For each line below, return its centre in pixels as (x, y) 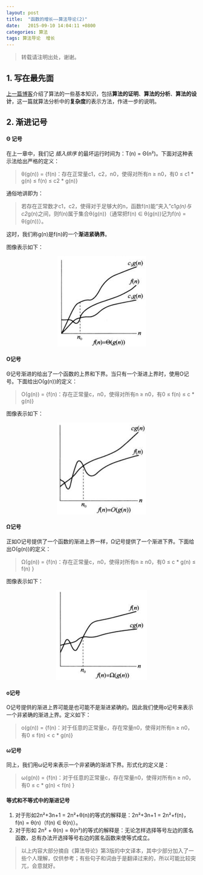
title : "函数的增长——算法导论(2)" (47, 19)
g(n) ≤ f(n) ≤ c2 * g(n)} (50, 180)
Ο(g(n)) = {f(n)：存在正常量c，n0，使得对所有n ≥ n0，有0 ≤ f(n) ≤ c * (108, 394)
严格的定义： (43, 161)
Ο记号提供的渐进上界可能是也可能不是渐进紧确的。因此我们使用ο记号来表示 (100, 707)
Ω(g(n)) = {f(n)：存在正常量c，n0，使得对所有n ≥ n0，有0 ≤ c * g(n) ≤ (108, 562)
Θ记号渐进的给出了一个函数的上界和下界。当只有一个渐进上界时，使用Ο (95, 374)
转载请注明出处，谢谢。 (50, 57)
